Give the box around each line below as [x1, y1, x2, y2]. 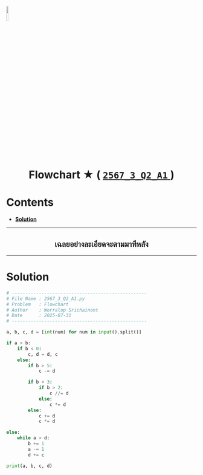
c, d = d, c [28, 351, 59, 357]
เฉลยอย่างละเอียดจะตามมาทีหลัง [54, 239, 149, 249]
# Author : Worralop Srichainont [6, 307, 98, 313]
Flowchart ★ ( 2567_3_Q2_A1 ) [28, 168, 175, 182]
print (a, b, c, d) [6, 463, 53, 469]
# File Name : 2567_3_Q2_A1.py [6, 295, 85, 302]
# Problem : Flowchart [6, 301, 69, 307]
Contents [6, 195, 54, 209]
